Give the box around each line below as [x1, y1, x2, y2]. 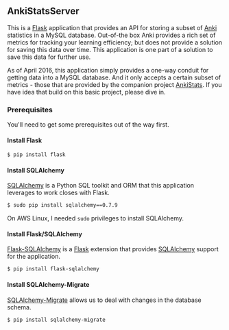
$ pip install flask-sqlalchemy [7, 266, 99, 272]
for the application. [7, 253, 60, 261]
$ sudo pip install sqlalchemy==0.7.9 [7, 202, 118, 209]
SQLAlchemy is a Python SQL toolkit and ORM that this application [7, 181, 194, 190]
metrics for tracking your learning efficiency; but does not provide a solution [7, 38, 223, 47]
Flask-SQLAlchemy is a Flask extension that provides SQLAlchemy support [7, 245, 219, 253]
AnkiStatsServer [7, 5, 80, 17]
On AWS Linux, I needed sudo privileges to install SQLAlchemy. [7, 214, 184, 223]
